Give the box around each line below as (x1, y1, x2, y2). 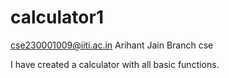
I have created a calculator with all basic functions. (10, 58, 220, 70)
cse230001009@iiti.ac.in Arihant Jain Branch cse (10, 39, 214, 51)
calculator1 (10, 6, 104, 29)
